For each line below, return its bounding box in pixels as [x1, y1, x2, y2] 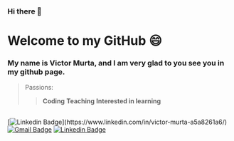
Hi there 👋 [7, 6, 43, 16]
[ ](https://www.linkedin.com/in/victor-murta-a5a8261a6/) [7, 117, 228, 126]
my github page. [7, 67, 65, 77]
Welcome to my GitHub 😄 [7, 33, 162, 49]
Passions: [24, 83, 53, 92]
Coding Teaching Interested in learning [42, 97, 161, 105]
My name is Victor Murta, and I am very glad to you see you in [7, 58, 225, 68]
